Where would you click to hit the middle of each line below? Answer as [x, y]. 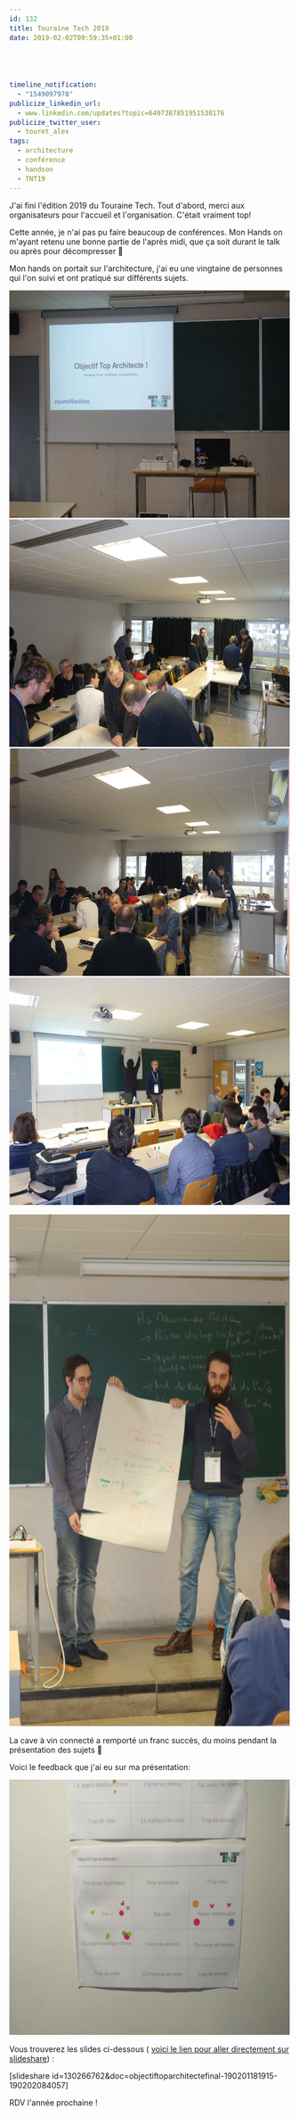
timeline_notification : [53, 85]
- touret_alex [43, 132]
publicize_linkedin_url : [55, 103]
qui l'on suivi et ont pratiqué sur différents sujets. [99, 277]
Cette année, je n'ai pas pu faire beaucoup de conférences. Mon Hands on [146, 232]
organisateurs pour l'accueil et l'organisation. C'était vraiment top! [130, 215]
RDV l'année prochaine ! [53, 2102]
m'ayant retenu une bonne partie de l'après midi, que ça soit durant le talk [145, 242]
